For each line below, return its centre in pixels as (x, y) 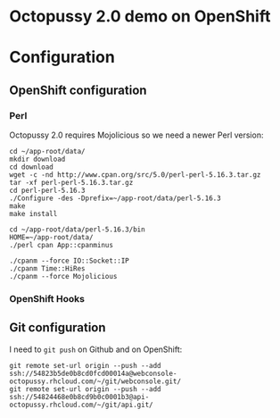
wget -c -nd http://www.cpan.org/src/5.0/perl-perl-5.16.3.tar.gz (135, 175)
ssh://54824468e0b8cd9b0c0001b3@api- (79, 397)
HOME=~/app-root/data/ (51, 238)
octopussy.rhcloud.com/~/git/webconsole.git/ (95, 381)
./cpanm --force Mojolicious (63, 277)
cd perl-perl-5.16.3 (48, 191)
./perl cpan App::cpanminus (62, 246)
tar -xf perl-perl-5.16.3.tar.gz (71, 183)
